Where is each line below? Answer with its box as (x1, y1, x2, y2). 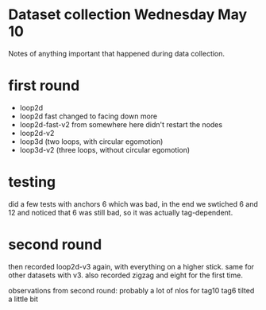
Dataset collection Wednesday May (8, 6, 248, 24)
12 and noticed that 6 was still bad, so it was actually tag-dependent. (8, 207, 233, 217)
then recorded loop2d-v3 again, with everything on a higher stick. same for (8, 262, 255, 271)
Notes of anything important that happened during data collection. (8, 48, 225, 58)
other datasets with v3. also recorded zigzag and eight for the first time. (8, 270, 244, 280)
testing (8, 173, 56, 192)
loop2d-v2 (19, 128, 55, 138)
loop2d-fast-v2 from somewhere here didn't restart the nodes (19, 119, 223, 129)
